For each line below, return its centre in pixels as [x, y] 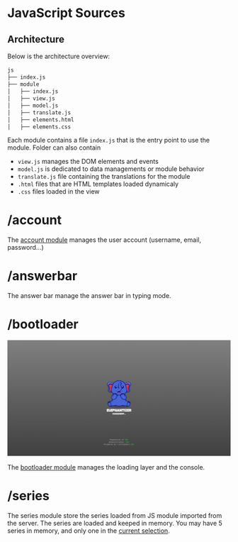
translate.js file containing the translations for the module [104, 176]
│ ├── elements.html [41, 120]
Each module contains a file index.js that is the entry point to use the [109, 140]
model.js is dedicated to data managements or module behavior [111, 169]
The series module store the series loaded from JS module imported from [115, 516]
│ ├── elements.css [39, 127]
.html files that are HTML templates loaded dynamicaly [98, 184]
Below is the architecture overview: [59, 56]
